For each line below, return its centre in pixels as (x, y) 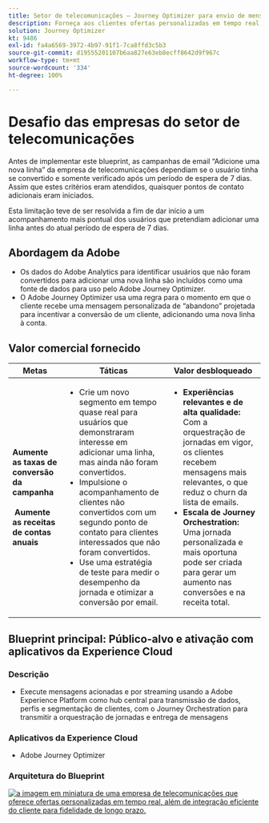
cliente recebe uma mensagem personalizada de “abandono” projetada (137, 306)
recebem (200, 463)
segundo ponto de (113, 523)
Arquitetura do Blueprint (57, 776)
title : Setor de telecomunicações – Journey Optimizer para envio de (127, 16)
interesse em (103, 443)
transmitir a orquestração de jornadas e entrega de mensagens (124, 717)
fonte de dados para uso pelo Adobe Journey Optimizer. (112, 289)
